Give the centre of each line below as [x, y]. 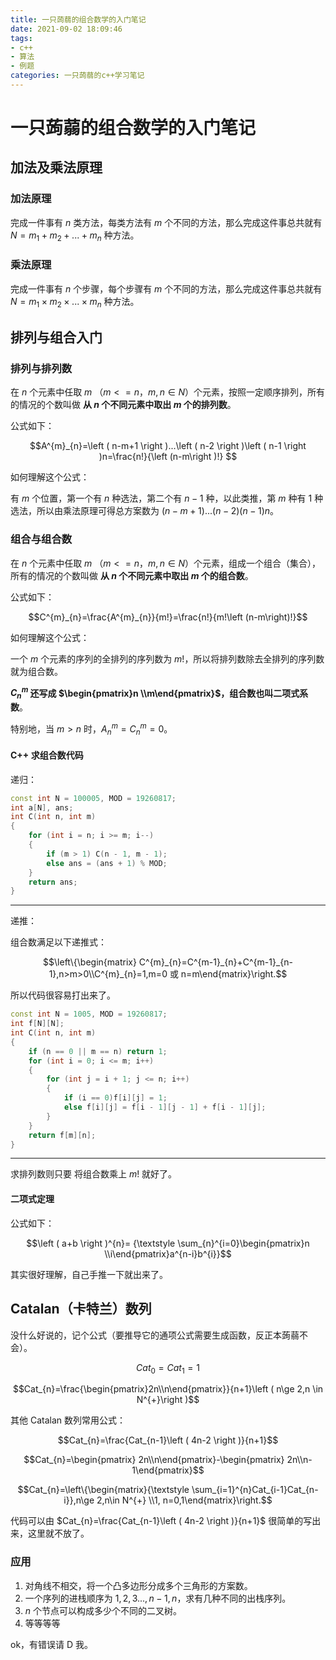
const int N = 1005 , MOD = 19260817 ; [89, 1014]
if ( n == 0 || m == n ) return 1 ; [98, 1051]
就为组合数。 [36, 671]
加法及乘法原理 [56, 167]
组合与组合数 [41, 539]
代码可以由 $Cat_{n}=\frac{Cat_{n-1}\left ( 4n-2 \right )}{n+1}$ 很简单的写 [161, 1521]
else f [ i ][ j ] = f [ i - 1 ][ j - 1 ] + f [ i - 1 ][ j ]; [165, 1107]
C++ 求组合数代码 [47, 755]
